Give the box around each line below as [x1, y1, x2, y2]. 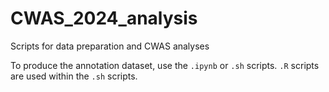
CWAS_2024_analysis [10, 7, 198, 30]
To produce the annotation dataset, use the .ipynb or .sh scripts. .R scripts [10, 59, 320, 71]
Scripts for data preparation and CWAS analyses [10, 40, 210, 52]
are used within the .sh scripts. [10, 70, 138, 82]
